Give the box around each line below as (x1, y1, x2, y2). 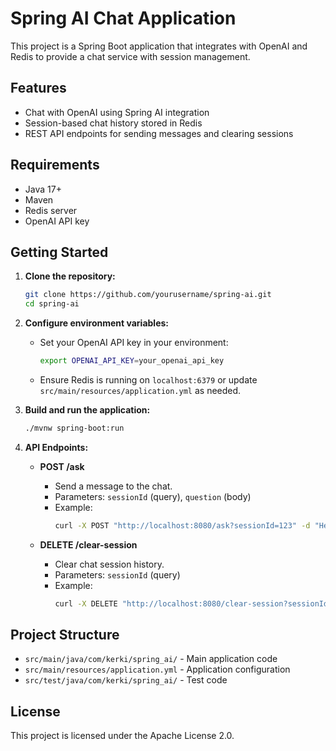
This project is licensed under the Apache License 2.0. (10, 730, 235, 742)
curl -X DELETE (54, 598, 118, 609)
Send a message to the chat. (54, 480, 173, 492)
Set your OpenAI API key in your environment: (39, 337, 229, 349)
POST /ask (39, 460, 85, 472)
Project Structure (10, 627, 120, 644)
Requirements (10, 157, 100, 174)
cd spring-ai (24, 299, 80, 309)
